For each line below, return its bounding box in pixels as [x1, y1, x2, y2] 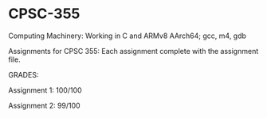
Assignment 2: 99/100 [8, 101, 81, 110]
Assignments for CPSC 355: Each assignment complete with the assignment [8, 46, 259, 55]
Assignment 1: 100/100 [8, 85, 82, 95]
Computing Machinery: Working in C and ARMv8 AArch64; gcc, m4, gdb [8, 31, 247, 40]
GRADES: [8, 70, 39, 79]
